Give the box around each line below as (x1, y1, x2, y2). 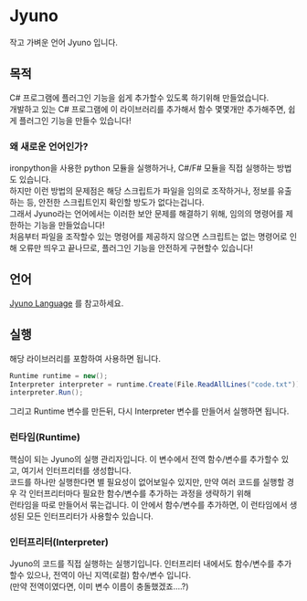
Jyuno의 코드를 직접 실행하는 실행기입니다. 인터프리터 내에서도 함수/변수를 (9, 558, 275, 569)
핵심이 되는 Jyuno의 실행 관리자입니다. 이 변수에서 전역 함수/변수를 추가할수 (9, 453, 280, 464)
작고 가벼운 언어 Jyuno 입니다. (9, 37, 119, 47)
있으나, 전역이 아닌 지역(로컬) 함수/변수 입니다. (26, 569, 192, 580)
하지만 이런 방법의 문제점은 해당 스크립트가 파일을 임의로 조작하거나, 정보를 (9, 185, 276, 196)
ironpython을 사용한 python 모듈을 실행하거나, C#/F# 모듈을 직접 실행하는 (9, 163, 276, 174)
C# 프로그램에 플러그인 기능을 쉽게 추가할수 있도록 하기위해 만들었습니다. (9, 92, 270, 103)
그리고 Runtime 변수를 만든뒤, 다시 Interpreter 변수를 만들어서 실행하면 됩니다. (9, 406, 290, 416)
